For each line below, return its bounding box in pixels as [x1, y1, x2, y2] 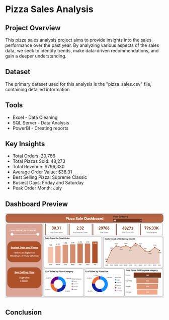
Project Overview [5, 24, 61, 32]
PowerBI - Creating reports [12, 125, 69, 131]
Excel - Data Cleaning [12, 114, 58, 120]
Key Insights [5, 140, 45, 148]
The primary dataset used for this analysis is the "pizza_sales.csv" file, [5, 81, 152, 87]
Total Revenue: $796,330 [12, 164, 65, 170]
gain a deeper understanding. [5, 53, 67, 59]
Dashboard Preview [5, 200, 68, 208]
